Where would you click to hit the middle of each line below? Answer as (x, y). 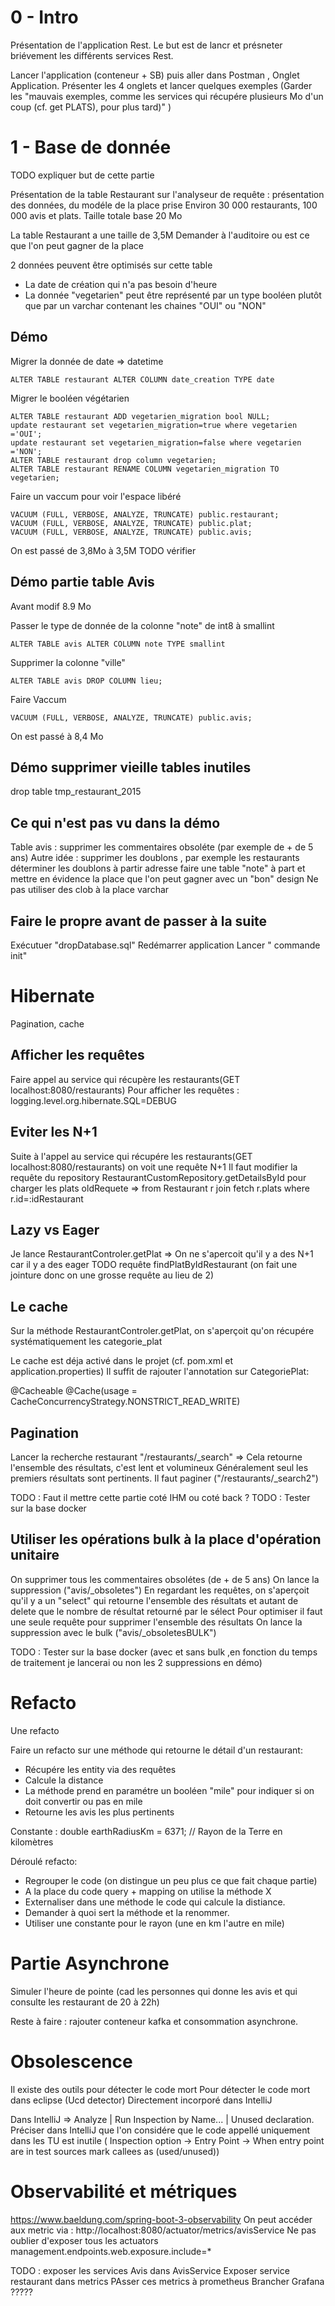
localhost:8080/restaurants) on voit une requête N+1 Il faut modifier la (154, 1167)
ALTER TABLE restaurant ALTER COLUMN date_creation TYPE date (142, 379)
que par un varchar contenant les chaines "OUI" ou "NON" (145, 305)
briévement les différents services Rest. (92, 55)
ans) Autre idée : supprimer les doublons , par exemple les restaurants (155, 858)
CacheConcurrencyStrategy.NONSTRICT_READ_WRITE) (125, 1402)
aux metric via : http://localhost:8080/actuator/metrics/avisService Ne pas (163, 2230)
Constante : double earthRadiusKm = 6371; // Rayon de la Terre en (146, 1831)
